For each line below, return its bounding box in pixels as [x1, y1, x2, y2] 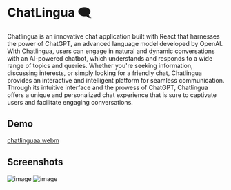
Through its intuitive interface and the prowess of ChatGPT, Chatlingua [7, 83, 208, 92]
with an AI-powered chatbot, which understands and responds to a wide [7, 54, 213, 62]
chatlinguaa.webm [7, 136, 60, 145]
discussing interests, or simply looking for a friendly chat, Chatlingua [7, 69, 202, 77]
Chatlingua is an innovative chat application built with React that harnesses [7, 32, 220, 41]
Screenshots [7, 156, 63, 168]
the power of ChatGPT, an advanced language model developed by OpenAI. [7, 39, 223, 47]
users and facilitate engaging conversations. [7, 98, 133, 106]
